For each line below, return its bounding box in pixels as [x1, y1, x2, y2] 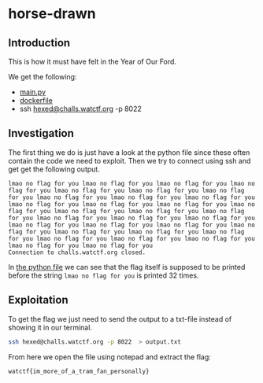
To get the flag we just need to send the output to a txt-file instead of [8, 314, 232, 323]
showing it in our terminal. [8, 322, 93, 332]
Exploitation [8, 293, 69, 307]
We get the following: [8, 72, 77, 81]
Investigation [8, 127, 75, 140]
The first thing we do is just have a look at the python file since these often [8, 147, 250, 157]
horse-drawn [8, 5, 96, 23]
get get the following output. [8, 164, 100, 174]
